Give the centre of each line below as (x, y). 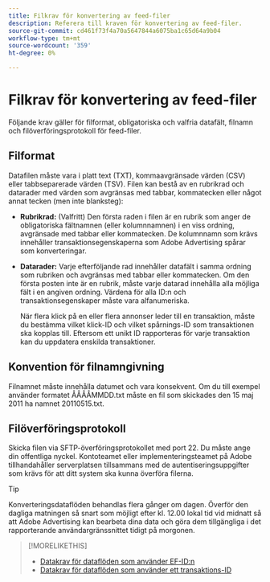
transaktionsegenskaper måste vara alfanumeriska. (105, 300)
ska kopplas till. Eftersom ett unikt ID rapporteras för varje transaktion (135, 333)
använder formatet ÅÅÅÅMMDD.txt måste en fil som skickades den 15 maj (131, 395)
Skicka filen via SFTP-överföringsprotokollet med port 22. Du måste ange (129, 448)
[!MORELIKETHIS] (57, 546)
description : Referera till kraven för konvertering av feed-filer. (125, 23)
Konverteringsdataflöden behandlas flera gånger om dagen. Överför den (129, 505)
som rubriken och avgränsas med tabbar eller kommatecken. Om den (135, 275)
